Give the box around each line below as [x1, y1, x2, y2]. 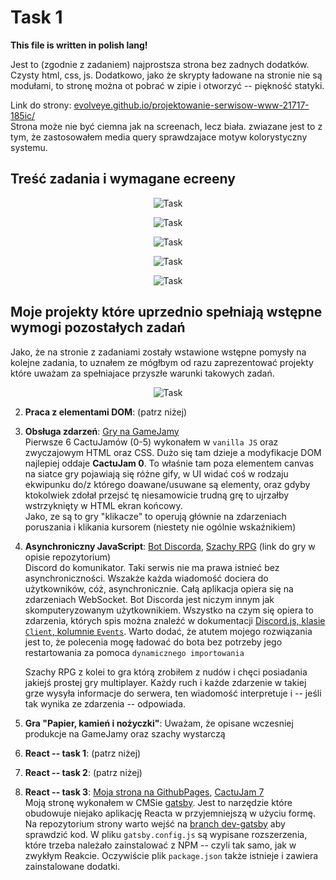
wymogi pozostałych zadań [10, 319, 186, 336]
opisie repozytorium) [24, 551, 112, 563]
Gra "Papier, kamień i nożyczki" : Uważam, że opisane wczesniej [24, 717, 294, 729]
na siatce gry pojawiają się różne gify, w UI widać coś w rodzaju [24, 467, 289, 480]
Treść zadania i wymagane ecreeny [10, 171, 236, 188]
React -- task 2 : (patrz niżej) [24, 766, 143, 778]
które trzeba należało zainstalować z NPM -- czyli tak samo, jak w [24, 839, 297, 851]
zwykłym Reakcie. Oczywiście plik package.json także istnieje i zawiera [24, 849, 319, 861]
